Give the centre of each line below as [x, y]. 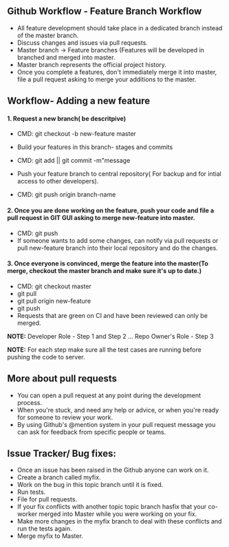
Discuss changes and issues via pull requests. [82, 42]
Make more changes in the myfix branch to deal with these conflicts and [119, 521]
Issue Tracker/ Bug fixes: [62, 454]
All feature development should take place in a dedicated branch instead [120, 28]
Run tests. [31, 492]
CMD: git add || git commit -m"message [74, 161]
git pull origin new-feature [54, 301]
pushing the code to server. [46, 357]
